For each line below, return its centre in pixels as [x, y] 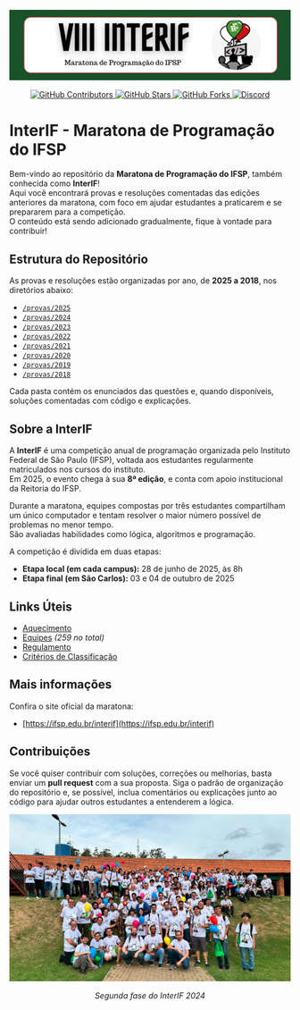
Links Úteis [41, 606]
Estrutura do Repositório [79, 259]
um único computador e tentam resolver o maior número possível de [135, 516]
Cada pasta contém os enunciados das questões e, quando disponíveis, [142, 391]
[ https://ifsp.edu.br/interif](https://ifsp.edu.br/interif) [118, 723]
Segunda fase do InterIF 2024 [150, 995]
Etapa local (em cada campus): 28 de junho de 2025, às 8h [132, 569]
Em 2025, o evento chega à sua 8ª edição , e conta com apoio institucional [146, 479]
